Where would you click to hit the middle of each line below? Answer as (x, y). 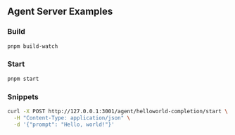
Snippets (23, 96)
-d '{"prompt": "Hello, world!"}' (64, 124)
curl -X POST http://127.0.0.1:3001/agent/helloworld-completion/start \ (118, 112)
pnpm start (23, 79)
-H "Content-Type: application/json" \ (72, 118)
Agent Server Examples (60, 12)
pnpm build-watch (33, 46)
